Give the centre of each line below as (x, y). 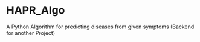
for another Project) (31, 33)
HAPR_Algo (36, 10)
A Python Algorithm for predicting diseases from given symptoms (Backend (100, 27)
